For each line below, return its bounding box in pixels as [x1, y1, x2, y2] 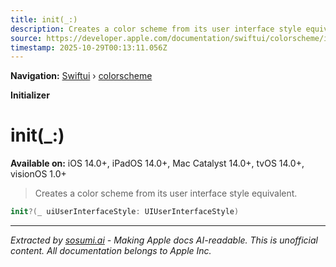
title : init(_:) [10, 14, 78, 25]
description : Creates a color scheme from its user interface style [10, 24, 302, 34]
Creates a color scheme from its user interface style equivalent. [34, 187, 298, 200]
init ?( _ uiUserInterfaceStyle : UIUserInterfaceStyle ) [10, 207, 240, 217]
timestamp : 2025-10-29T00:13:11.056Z [10, 42, 168, 53]
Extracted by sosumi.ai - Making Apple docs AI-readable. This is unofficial [10, 234, 318, 246]
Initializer [10, 89, 50, 101]
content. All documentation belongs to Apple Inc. [10, 245, 212, 257]
